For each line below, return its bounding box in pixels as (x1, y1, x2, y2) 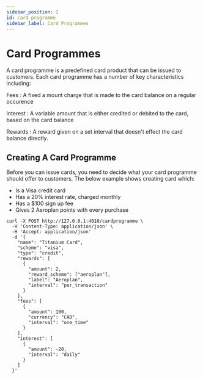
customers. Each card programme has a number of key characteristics (6, 73, 184, 81)
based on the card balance (6, 117, 74, 124)
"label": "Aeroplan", (28, 277, 84, 283)
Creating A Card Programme (6, 152, 116, 162)
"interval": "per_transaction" (28, 282, 108, 289)
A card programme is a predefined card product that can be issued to (6, 67, 182, 74)
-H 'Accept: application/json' (12, 229, 92, 235)
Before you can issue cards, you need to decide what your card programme (6, 168, 197, 176)
